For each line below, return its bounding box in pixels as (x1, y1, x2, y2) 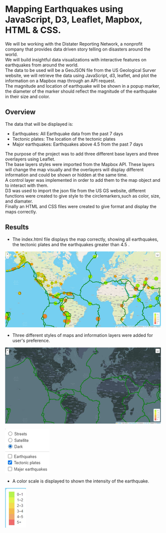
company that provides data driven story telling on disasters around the (5, 46, 151, 52)
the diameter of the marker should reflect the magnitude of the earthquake (5, 88, 157, 94)
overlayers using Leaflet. (5, 156, 56, 162)
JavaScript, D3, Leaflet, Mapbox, (5, 14, 142, 25)
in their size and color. (5, 93, 50, 100)
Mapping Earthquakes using (5, 3, 124, 15)
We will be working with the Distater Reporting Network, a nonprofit (5, 41, 143, 47)
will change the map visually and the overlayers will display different (5, 166, 144, 172)
